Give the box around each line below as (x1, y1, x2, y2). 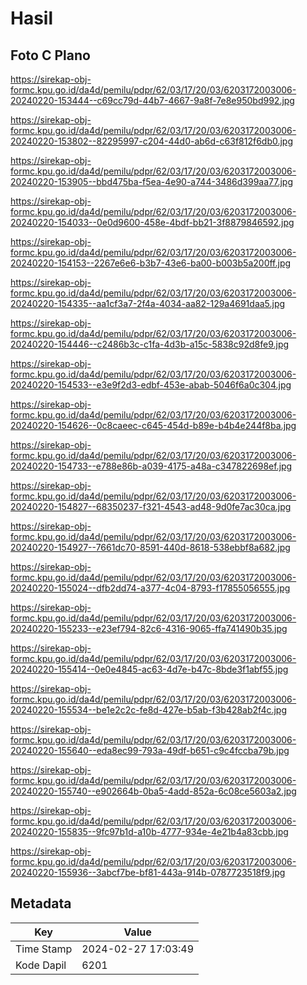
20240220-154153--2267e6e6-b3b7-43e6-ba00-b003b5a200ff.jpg (10, 257, 292, 269)
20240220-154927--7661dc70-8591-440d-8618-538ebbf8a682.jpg (10, 542, 291, 553)
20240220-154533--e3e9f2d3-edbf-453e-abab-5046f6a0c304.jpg (10, 379, 292, 391)
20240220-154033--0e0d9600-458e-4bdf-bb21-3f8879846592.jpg (10, 217, 295, 228)
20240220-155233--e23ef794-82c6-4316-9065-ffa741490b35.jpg (10, 623, 288, 634)
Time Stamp (15, 942, 73, 956)
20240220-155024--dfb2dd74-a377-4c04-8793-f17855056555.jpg (10, 582, 291, 594)
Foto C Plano (10, 47, 91, 64)
